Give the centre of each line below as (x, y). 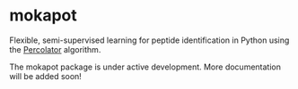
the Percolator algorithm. (55, 49)
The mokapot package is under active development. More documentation (145, 67)
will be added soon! (46, 76)
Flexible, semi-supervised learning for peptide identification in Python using (149, 40)
